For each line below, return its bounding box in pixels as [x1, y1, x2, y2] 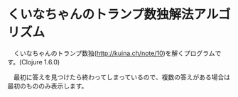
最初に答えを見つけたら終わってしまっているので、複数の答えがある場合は [13, 72, 231, 81]
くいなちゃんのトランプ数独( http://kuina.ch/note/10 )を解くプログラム [13, 49, 215, 57]
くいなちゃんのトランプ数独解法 [7, 6, 194, 23]
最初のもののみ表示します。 [7, 81, 88, 90]
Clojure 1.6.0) [21, 57, 60, 66]
